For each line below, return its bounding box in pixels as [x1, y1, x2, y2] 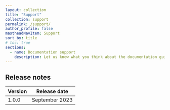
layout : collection [5, 7, 47, 13]
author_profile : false [5, 26, 53, 31]
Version [8, 88, 27, 95]
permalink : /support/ [5, 21, 51, 27]
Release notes [5, 73, 51, 81]
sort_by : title [5, 36, 37, 41]
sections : [5, 45, 26, 50]
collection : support [5, 17, 49, 22]
